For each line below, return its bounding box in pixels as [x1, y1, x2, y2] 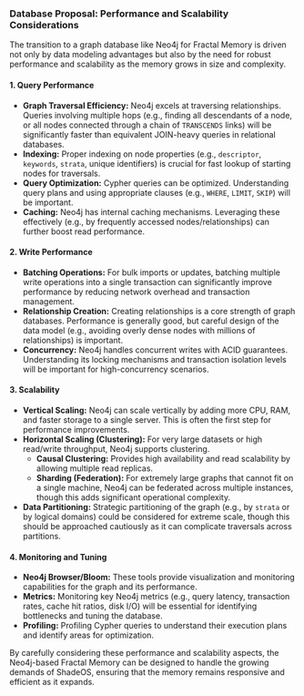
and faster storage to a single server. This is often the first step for [22, 414, 271, 425]
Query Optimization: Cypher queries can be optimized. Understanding [22, 177, 289, 189]
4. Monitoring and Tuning [9, 551, 107, 562]
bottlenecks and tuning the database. [22, 610, 163, 621]
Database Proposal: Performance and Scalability [9, 7, 229, 20]
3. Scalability [9, 384, 60, 395]
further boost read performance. [22, 226, 146, 237]
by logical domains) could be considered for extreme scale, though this [22, 511, 290, 522]
